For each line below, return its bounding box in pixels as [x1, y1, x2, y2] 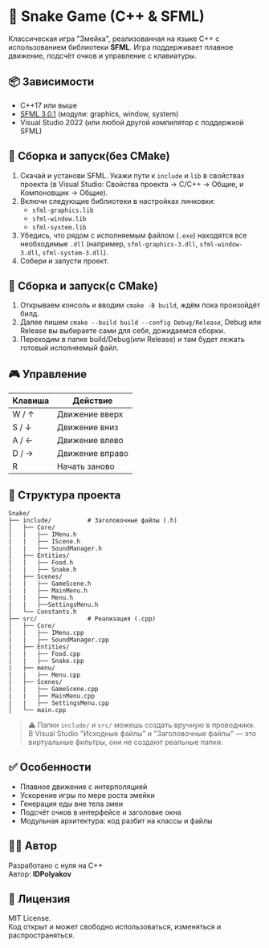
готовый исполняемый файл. [19, 343, 119, 352]
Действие [71, 395, 113, 406]
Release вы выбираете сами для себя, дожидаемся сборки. [19, 326, 226, 336]
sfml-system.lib [31, 223, 87, 231]
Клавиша [12, 395, 50, 406]
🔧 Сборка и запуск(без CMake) [8, 149, 170, 163]
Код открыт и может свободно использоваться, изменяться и [8, 922, 222, 932]
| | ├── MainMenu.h [8, 587, 88, 595]
